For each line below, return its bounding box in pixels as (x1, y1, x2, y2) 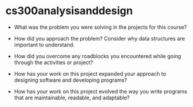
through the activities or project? (14, 59, 94, 66)
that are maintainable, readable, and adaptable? (14, 94, 130, 101)
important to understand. (14, 41, 75, 48)
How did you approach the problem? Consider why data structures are (14, 35, 185, 42)
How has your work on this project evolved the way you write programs (14, 88, 188, 95)
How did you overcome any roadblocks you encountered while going (14, 52, 181, 59)
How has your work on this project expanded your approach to (14, 70, 167, 77)
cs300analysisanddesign (5, 4, 133, 18)
